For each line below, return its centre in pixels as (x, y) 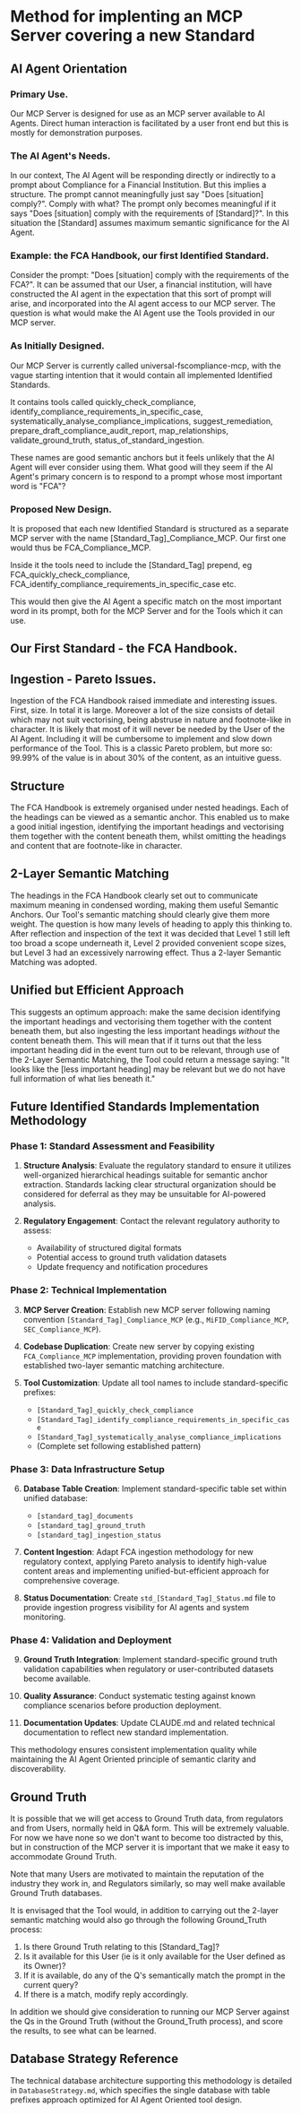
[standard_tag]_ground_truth (91, 1525)
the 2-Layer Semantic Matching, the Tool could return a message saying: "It (150, 1059)
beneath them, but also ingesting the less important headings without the (145, 1031)
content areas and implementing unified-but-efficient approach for (146, 1571)
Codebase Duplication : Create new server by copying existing (138, 1346)
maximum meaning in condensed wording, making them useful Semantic (144, 905)
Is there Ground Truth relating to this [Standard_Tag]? (121, 1947)
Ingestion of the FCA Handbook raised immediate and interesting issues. (144, 701)
